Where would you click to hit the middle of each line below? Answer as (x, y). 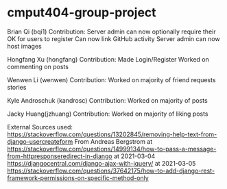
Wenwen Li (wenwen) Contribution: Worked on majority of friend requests (111, 79)
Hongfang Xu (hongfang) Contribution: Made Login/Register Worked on (108, 59)
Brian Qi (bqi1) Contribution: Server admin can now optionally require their (111, 32)
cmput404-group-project (82, 13)
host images (25, 46)
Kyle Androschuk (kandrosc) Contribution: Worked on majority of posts (107, 100)
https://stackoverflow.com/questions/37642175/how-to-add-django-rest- (111, 171)
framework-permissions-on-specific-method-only (78, 178)
